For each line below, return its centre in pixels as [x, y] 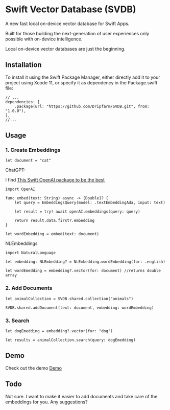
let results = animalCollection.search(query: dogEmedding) [71, 340]
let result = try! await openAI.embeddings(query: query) [77, 212]
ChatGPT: [15, 170]
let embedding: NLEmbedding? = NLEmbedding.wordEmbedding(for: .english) [86, 262]
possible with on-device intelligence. [44, 39]
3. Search [17, 321]
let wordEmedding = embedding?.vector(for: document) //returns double [83, 271]
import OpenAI [20, 189]
